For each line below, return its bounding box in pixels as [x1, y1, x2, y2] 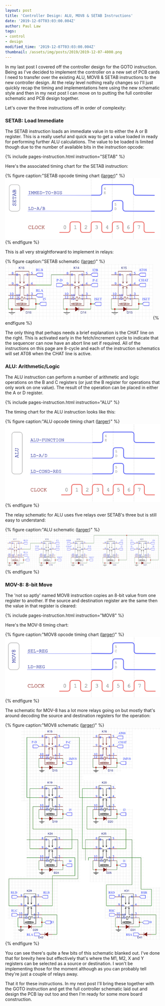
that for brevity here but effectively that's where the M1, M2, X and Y [5, 955, 144, 961]
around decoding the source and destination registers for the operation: [5, 712, 151, 718]
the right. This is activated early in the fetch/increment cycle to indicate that [5, 335, 159, 340]
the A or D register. [5, 390, 43, 396]
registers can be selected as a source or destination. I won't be [5, 960, 133, 967]
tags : [5, 29, 16, 34]
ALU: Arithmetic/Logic [5, 363, 60, 370]
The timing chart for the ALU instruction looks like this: [5, 409, 116, 415]
